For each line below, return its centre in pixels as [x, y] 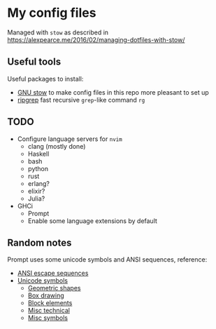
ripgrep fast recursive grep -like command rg [81, 100]
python [38, 168]
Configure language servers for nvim [70, 139]
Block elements [50, 303]
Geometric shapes [54, 288]
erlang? [39, 183]
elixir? [36, 191]
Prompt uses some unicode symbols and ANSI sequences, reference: [107, 260]
